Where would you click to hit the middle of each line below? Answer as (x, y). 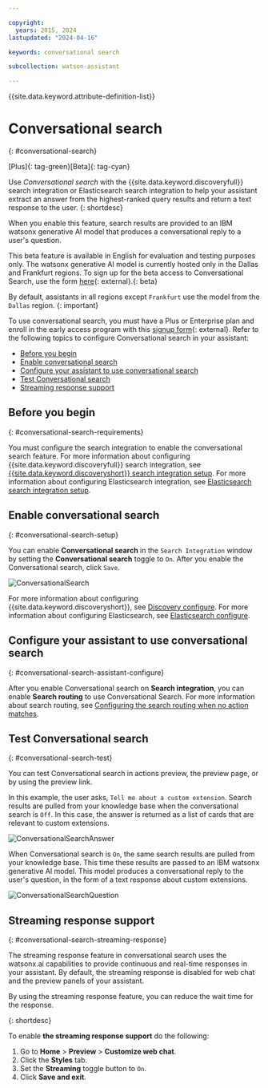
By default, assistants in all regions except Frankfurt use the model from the (134, 297)
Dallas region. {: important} (54, 305)
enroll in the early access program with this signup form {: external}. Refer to (134, 330)
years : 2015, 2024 (46, 30)
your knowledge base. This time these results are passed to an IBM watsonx (134, 863)
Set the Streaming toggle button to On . (83, 1069)
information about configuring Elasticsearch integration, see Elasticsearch (130, 481)
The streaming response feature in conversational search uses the (118, 956)
